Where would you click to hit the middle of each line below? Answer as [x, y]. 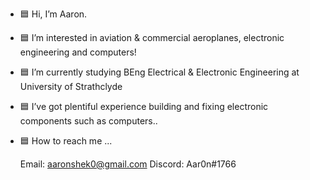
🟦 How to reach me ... [66, 141]
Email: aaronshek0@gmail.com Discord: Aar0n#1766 [128, 164]
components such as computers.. [88, 121]
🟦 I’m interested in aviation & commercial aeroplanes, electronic [152, 37]
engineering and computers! [78, 52]
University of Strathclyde [71, 86]
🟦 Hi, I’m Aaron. [53, 14]
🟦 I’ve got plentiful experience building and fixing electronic [144, 106]
